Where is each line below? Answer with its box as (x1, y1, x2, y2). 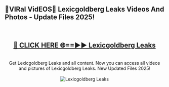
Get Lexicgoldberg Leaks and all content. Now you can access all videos (9, 60, 160, 66)
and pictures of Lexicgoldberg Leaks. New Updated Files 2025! (19, 65, 150, 71)
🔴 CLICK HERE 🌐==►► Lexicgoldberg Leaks (13, 41, 156, 50)
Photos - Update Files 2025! (5, 13, 95, 22)
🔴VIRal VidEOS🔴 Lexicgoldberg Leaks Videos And (5, 5, 164, 14)
